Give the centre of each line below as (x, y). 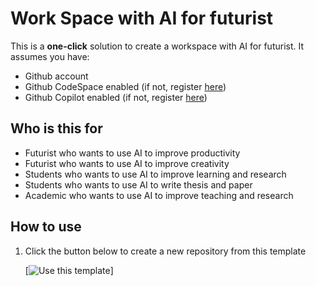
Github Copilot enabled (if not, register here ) (116, 97)
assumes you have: (50, 56)
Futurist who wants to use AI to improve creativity (127, 163)
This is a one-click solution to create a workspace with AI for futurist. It (157, 46)
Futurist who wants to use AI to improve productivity (132, 153)
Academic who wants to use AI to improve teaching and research (159, 195)
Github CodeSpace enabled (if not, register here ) (125, 86)
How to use (46, 227)
